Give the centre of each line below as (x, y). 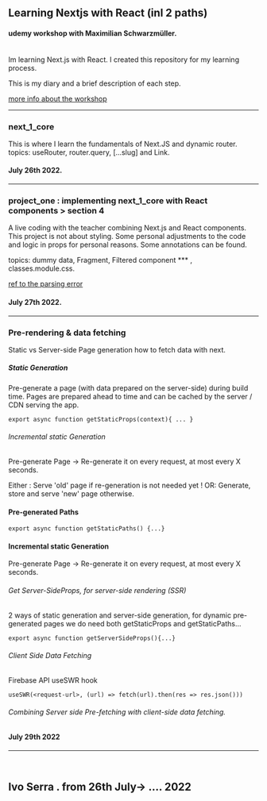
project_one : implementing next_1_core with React (108, 201)
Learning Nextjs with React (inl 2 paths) (108, 13)
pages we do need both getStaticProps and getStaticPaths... (142, 623)
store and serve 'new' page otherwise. (72, 494)
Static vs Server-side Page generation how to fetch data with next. (117, 349)
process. (23, 67)
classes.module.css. (42, 268)
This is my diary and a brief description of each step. (95, 83)
